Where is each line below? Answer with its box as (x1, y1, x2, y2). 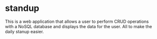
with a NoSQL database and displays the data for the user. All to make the (5, 23, 152, 29)
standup (5, 3, 40, 14)
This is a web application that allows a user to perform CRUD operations (5, 19, 149, 24)
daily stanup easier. (5, 29, 44, 34)
